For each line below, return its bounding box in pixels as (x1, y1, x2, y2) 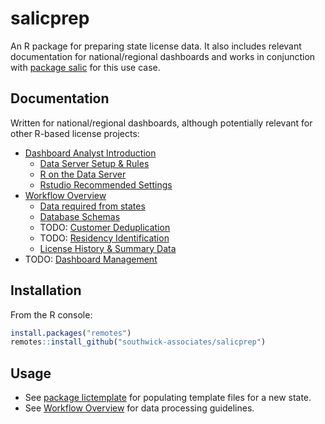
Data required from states (39, 200, 146, 212)
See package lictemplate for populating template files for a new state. (24, 392, 312, 404)
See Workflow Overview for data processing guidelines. (24, 402, 255, 414)
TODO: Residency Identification (39, 232, 170, 244)
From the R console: (10, 308, 93, 321)
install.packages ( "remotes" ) (10, 328, 132, 338)
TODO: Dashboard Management (24, 253, 158, 265)
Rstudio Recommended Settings (39, 178, 173, 191)
